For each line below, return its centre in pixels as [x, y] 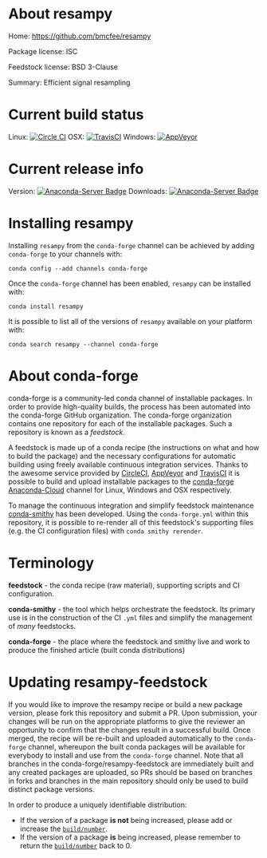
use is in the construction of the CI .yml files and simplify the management [130, 617]
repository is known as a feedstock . [67, 432]
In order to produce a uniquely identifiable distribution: [98, 805]
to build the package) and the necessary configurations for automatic [122, 456]
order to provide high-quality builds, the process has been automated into [130, 406]
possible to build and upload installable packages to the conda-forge [121, 481]
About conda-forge [73, 376]
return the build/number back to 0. [76, 845]
